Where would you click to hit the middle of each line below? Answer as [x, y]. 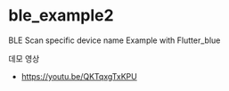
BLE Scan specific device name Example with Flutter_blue [114, 40]
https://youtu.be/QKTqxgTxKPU [79, 76]
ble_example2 [61, 16]
